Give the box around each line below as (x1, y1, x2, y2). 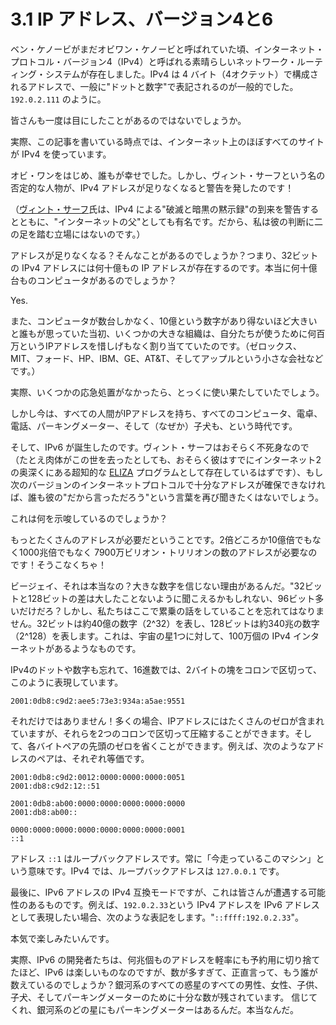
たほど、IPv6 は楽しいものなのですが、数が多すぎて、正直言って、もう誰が (10, 966, 318, 978)
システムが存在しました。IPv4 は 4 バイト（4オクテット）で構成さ (44, 68, 319, 80)
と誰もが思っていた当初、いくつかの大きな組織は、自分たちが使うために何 (10, 327, 317, 339)
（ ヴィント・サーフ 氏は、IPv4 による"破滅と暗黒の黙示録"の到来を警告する (10, 203, 320, 215)
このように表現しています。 (10, 676, 124, 688)
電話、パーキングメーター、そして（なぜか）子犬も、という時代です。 (10, 420, 298, 432)
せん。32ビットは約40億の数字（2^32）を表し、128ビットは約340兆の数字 (10, 617, 320, 629)
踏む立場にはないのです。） (36, 228, 146, 240)
